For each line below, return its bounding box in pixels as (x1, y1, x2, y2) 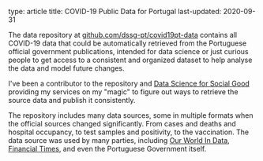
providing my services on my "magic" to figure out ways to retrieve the (8, 87, 239, 97)
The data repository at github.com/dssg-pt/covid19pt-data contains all (8, 31, 238, 39)
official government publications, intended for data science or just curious (8, 47, 249, 56)
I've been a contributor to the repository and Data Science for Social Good (8, 79, 250, 88)
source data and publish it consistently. (8, 96, 136, 104)
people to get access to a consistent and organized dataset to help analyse (8, 55, 253, 64)
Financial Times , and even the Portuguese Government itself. (8, 145, 207, 153)
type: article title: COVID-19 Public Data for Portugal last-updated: (8, 7, 222, 16)
